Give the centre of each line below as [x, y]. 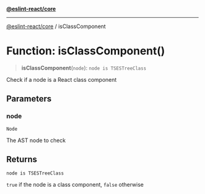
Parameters [29, 99]
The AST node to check [36, 140]
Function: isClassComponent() [86, 51]
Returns [22, 160]
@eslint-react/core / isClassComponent [56, 26]
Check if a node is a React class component [62, 79]
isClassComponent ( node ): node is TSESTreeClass [84, 68]
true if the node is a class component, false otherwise [75, 185]
